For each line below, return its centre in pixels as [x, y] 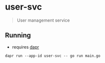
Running [18, 35]
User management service [43, 20]
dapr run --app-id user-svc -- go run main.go [53, 56]
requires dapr [26, 47]
